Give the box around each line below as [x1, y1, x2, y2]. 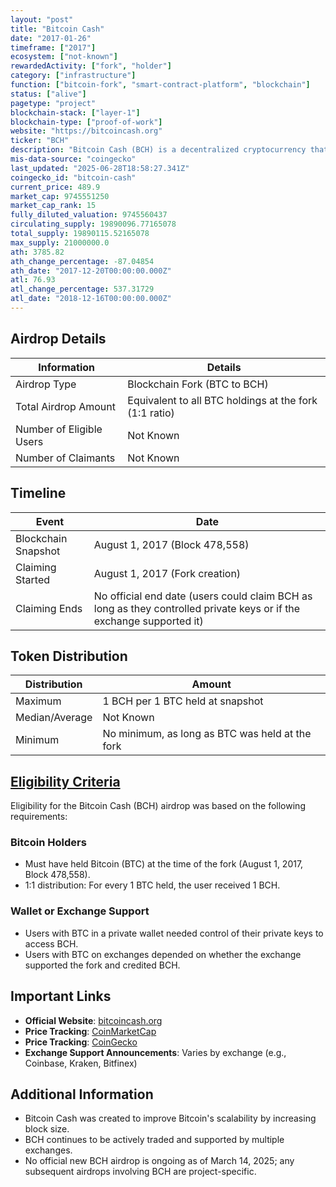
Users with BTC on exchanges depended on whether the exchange [24, 948, 302, 960]
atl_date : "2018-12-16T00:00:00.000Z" [10, 294, 172, 304]
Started [15, 572, 51, 586]
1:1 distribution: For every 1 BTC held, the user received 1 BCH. [24, 879, 281, 891]
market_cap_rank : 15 [10, 201, 97, 211]
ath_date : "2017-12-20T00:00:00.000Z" [10, 266, 172, 276]
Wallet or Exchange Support [10, 904, 150, 918]
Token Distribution [10, 647, 128, 665]
